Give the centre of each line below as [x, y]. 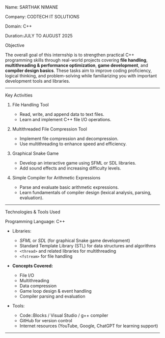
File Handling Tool [30, 105]
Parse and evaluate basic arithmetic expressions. [69, 187]
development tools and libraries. [38, 81]
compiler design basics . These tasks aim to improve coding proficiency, [79, 70]
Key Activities [19, 95]
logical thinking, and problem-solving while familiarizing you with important [81, 76]
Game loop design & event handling [55, 291]
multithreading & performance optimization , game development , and [77, 65]
